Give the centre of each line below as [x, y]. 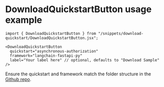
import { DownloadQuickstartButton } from [51, 33]
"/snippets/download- [121, 33]
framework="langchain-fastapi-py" [46, 56]
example [24, 20]
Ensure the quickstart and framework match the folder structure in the [78, 74]
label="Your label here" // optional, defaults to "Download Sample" [85, 60]
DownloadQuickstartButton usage [78, 9]
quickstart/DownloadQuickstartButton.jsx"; [52, 38]
